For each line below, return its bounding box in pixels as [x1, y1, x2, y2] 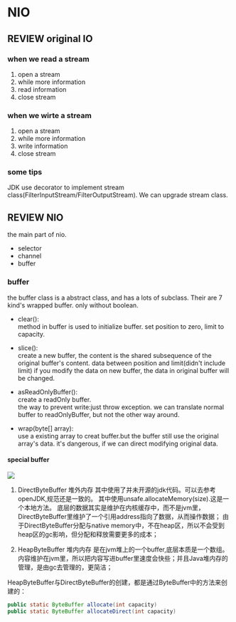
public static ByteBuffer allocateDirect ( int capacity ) [7, 608, 176, 615]
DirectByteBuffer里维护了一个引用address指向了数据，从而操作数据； [17, 512, 222, 520]
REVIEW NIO [7, 211, 64, 223]
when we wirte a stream [7, 110, 92, 120]
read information [17, 85, 67, 93]
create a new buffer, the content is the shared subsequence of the [17, 351, 212, 359]
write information [17, 142, 68, 150]
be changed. [17, 374, 55, 382]
